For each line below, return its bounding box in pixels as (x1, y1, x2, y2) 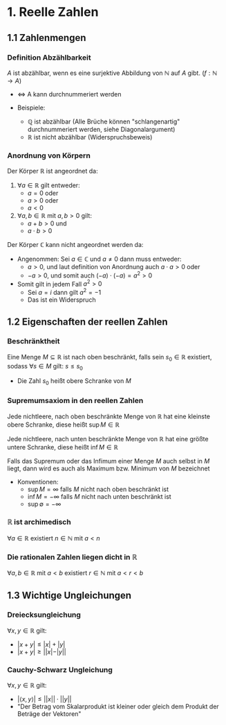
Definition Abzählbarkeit (7, 53, 91, 62)
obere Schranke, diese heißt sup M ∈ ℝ (7, 420, 120, 429)
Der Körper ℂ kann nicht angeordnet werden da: (7, 241, 144, 249)
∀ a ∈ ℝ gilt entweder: (17, 181, 81, 189)
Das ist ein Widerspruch (27, 296, 96, 304)
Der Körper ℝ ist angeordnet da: (7, 167, 98, 176)
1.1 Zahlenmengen (7, 32, 86, 44)
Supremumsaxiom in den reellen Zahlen (7, 396, 144, 406)
